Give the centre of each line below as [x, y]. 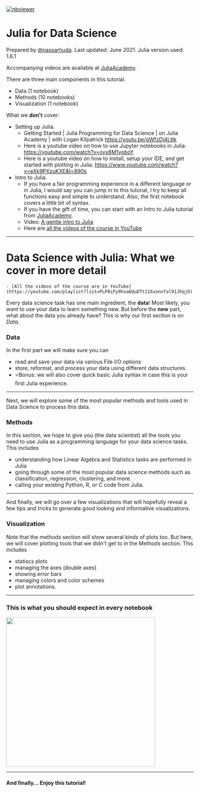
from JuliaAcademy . [48, 215]
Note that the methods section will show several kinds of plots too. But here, [100, 537]
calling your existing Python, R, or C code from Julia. [79, 485]
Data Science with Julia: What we [90, 258]
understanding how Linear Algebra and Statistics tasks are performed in [103, 460]
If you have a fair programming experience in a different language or [107, 184]
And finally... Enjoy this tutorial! [46, 782]
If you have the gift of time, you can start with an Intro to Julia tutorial [108, 209]
